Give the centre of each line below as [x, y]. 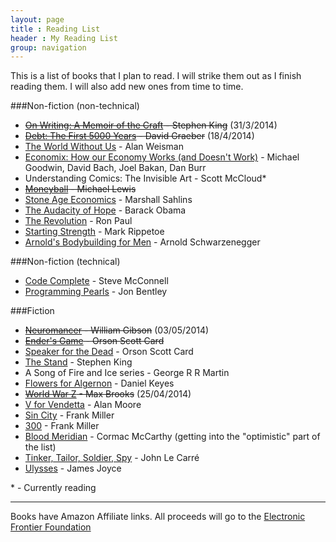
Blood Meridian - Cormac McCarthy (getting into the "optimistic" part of [172, 437]
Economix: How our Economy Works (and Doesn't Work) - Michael [162, 157]
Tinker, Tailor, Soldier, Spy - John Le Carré [112, 458]
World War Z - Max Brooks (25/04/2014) [108, 394]
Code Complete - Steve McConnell [96, 281]
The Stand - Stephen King [78, 362]
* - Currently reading [53, 488]
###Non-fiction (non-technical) [75, 106]
